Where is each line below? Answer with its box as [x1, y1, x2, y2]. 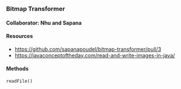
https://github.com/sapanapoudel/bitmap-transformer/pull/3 [14, 46, 162, 53]
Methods [6, 65, 29, 72]
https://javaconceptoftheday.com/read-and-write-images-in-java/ [14, 52, 175, 59]
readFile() [6, 78, 33, 84]
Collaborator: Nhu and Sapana [6, 19, 82, 26]
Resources [6, 33, 34, 40]
